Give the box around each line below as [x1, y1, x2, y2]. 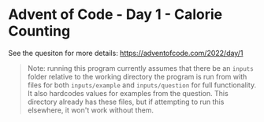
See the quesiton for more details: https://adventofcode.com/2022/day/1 [8, 48, 244, 57]
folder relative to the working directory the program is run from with [27, 72, 247, 81]
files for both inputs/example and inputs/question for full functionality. [27, 80, 257, 90]
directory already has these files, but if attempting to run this [27, 97, 225, 106]
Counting [8, 22, 71, 40]
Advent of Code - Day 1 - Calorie [8, 6, 223, 24]
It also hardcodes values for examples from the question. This [27, 88, 229, 98]
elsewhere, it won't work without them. [27, 105, 154, 115]
